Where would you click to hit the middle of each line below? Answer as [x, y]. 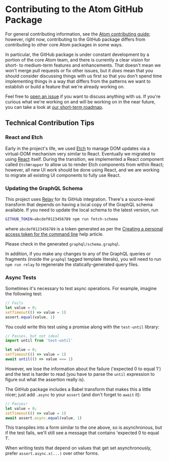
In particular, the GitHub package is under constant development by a [77, 54]
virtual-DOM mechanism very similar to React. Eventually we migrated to [80, 154]
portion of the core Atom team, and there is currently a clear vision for [78, 60]
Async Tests [21, 277]
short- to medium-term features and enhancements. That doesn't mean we [83, 65]
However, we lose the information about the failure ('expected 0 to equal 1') [83, 369]
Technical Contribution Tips [50, 123]
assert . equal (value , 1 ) [30, 317]
